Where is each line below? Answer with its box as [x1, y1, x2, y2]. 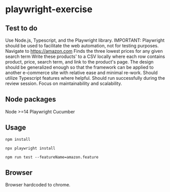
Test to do [5, 24, 38, 33]
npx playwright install [5, 146, 56, 151]
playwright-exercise [5, 4, 93, 15]
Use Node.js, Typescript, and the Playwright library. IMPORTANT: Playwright [5, 37, 165, 43]
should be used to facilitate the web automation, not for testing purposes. [5, 43, 159, 49]
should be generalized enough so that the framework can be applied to [5, 65, 154, 70]
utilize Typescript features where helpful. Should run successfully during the [5, 75, 165, 81]
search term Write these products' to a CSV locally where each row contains [5, 53, 165, 59]
